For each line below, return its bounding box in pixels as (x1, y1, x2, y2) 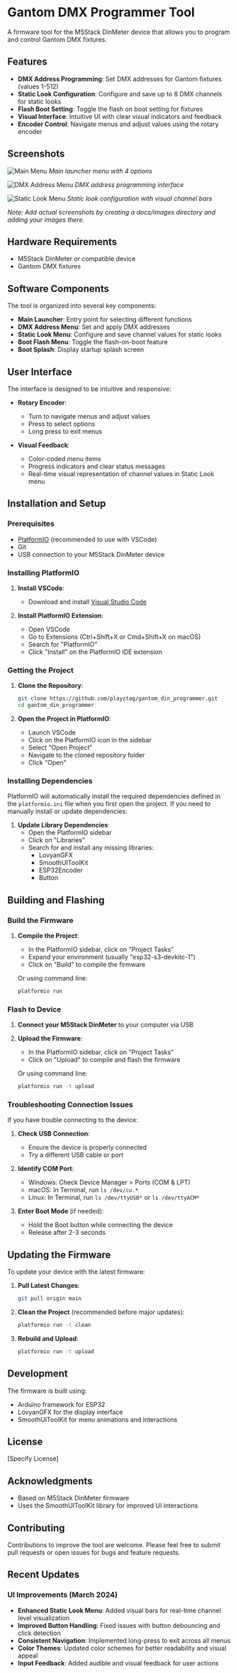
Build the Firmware (7, 915, 74, 925)
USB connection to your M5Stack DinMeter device (17, 550, 165, 558)
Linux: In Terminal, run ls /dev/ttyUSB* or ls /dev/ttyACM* (28, 1193, 200, 1201)
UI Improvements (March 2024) (7, 1590, 118, 1600)
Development (7, 1368, 69, 1380)
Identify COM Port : (17, 1165, 74, 1173)
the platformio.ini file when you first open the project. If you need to (7, 800, 211, 808)
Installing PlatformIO (7, 567, 80, 577)
